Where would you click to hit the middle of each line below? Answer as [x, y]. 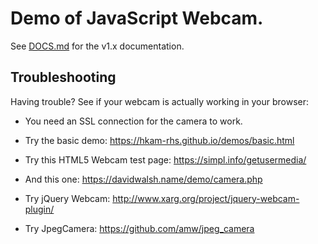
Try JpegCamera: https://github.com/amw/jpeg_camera [139, 228]
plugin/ [39, 209]
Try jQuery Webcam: [67, 198]
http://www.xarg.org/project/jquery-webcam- [206, 198]
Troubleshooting [63, 77]
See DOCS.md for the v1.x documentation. [97, 46]
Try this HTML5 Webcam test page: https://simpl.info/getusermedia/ [165, 159]
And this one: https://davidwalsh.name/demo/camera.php [143, 179]
